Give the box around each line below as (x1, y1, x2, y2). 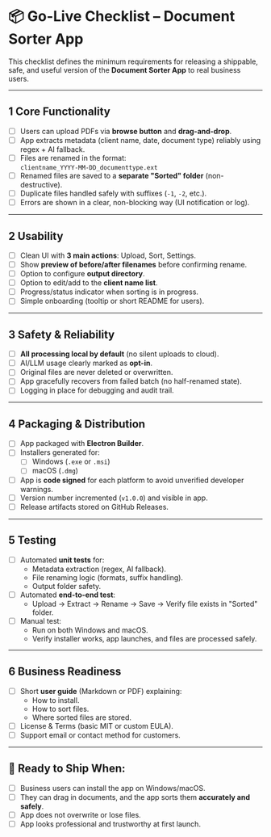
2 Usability (8, 229, 64, 243)
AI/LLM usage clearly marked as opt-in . (19, 358, 153, 368)
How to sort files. (31, 704, 90, 713)
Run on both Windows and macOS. (31, 625, 148, 635)
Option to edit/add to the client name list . (19, 278, 159, 288)
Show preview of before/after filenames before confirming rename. (19, 260, 248, 269)
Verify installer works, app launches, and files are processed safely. (31, 633, 257, 643)
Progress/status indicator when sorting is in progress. (19, 287, 199, 297)
